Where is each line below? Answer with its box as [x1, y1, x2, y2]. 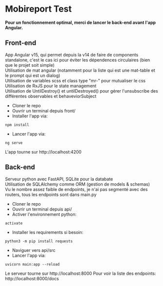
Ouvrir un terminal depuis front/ [12, 108, 76, 114]
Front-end [5, 39, 36, 47]
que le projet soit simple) [5, 62, 55, 68]
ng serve [5, 140, 23, 145]
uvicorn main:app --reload [5, 262, 60, 267]
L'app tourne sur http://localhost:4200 [5, 149, 82, 154]
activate [5, 221, 23, 226]
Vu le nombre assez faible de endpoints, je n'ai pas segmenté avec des [5, 186, 148, 192]
